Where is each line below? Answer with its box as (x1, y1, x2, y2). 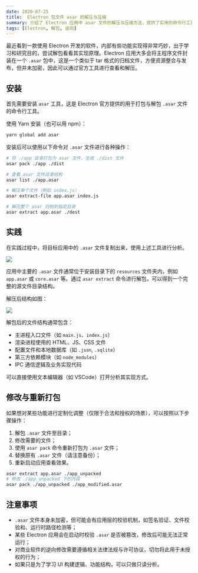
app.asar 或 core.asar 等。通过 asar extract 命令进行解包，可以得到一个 (6, 275, 183, 282)
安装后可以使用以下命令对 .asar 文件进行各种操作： (6, 143, 131, 150)
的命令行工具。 (6, 108, 42, 115)
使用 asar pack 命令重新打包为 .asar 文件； (14, 444, 120, 451)
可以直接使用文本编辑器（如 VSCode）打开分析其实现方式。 (6, 374, 151, 381)
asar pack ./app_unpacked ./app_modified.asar (6, 482, 123, 488)
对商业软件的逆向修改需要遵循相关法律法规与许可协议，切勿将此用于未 (14, 546, 186, 553)
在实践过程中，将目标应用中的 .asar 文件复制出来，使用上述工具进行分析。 (6, 244, 187, 251)
